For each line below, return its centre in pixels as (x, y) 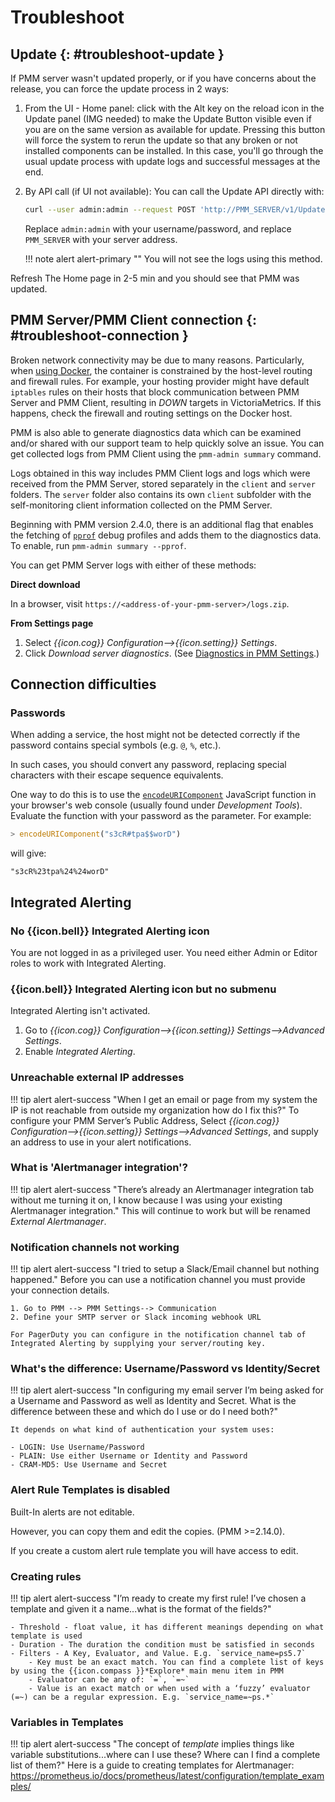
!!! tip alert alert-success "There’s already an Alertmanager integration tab (162, 1189)
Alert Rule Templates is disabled (90, 1490)
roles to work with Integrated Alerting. (88, 963)
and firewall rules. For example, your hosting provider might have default (160, 381)
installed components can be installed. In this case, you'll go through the (174, 150)
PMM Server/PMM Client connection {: (133, 320)
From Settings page (52, 623)
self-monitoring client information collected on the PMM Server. (141, 505)
